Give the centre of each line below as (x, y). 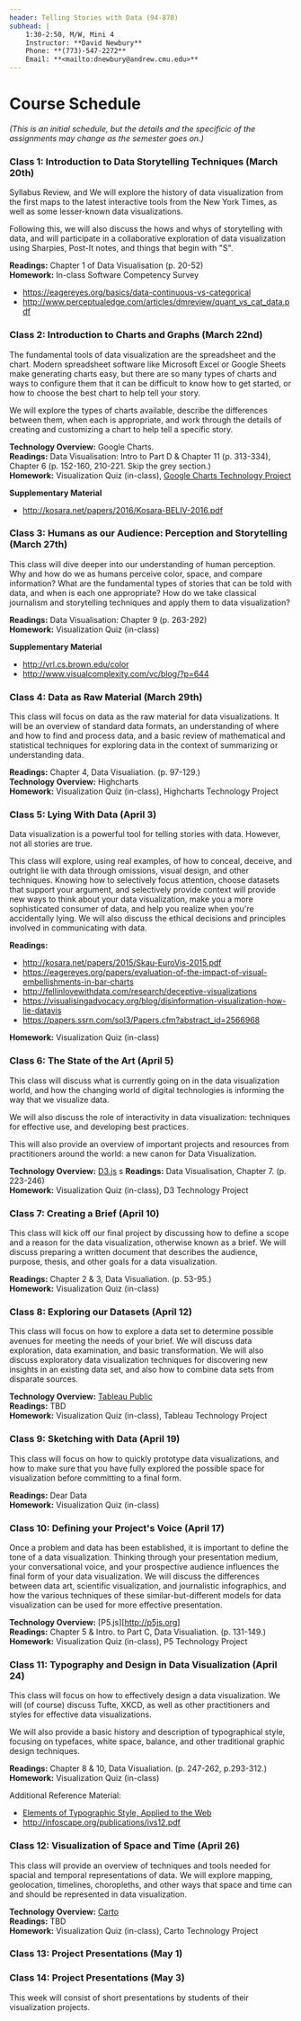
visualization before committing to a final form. (95, 1478)
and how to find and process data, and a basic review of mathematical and (147, 736)
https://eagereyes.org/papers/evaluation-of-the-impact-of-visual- (145, 973)
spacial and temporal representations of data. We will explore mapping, (141, 1874)
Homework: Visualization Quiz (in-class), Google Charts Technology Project (150, 475)
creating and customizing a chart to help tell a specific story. (121, 429)
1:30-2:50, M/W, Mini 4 (70, 34)
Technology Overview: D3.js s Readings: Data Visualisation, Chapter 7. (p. (148, 1171)
